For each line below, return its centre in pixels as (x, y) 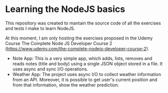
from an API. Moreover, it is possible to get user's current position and (85, 79)
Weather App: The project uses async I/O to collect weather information (87, 74)
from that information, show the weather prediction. (66, 85)
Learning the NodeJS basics (65, 9)
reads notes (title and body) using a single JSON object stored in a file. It (88, 63)
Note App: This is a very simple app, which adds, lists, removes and (82, 58)
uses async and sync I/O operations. (50, 69)
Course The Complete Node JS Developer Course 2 (59, 43)
